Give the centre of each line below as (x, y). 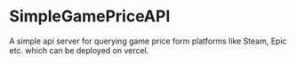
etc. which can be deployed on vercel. (79, 50)
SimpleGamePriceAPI (90, 16)
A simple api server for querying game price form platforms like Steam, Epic (148, 41)
